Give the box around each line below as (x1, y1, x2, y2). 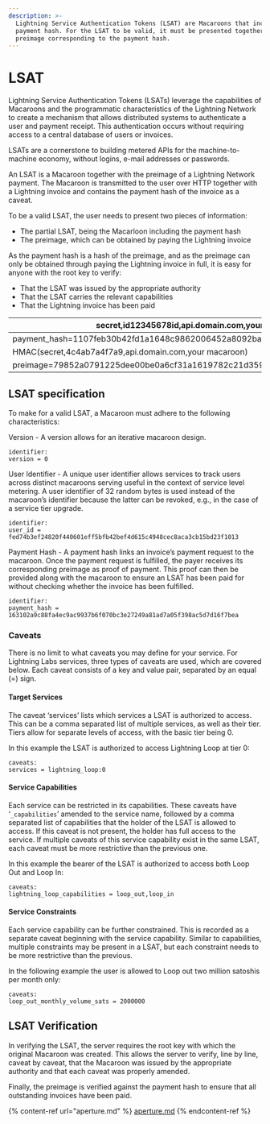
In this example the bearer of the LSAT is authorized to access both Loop (8, 859, 250, 869)
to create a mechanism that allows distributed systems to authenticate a (8, 113, 247, 122)
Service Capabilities (8, 782, 78, 792)
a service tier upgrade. (8, 504, 84, 512)
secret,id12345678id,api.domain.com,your (96, 320, 264, 331)
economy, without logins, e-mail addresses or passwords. (39, 154, 231, 164)
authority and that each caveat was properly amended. (8, 1066, 190, 1076)
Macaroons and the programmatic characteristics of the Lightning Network (8, 104, 256, 114)
